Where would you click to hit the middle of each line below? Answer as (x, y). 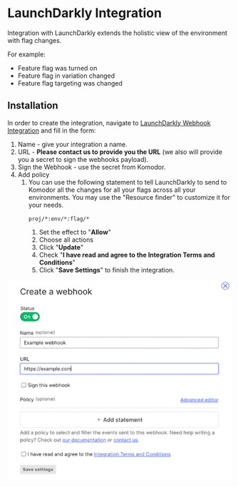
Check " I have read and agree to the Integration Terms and (127, 255)
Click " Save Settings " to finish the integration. (107, 270)
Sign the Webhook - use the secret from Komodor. (92, 167)
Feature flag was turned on (57, 68)
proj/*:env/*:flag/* (59, 219)
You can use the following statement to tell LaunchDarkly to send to (128, 182)
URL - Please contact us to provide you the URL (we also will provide (120, 152)
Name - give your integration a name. (73, 144)
